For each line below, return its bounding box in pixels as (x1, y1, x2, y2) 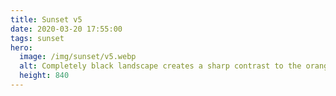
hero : (10, 42, 33, 53)
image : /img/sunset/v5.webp (19, 52, 137, 62)
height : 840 (19, 71, 70, 81)
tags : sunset (10, 33, 65, 43)
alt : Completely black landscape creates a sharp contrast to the (19, 61, 302, 71)
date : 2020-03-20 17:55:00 (10, 24, 123, 34)
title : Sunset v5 (10, 14, 83, 25)
